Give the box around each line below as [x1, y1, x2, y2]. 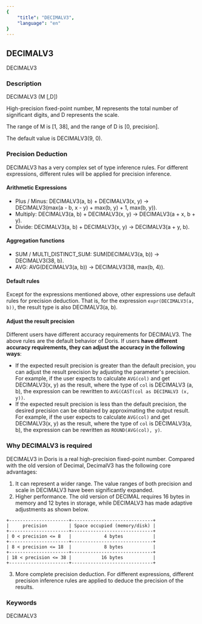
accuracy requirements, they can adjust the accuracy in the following [6, 344, 185, 351]
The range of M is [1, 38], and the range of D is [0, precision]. [6, 123, 160, 130]
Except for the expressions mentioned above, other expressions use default [6, 291, 195, 298]
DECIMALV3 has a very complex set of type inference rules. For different [6, 164, 188, 171]
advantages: [6, 468, 38, 476]
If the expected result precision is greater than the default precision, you [15, 362, 196, 370]
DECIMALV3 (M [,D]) [6, 93, 58, 101]
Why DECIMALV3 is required [6, 442, 92, 450]
